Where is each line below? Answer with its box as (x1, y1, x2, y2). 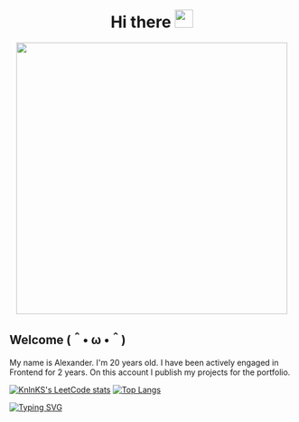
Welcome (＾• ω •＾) (9, 332, 126, 348)
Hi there (110, 12, 172, 33)
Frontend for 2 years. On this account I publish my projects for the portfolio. (9, 367, 291, 378)
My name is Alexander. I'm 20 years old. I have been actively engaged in (9, 357, 279, 368)
